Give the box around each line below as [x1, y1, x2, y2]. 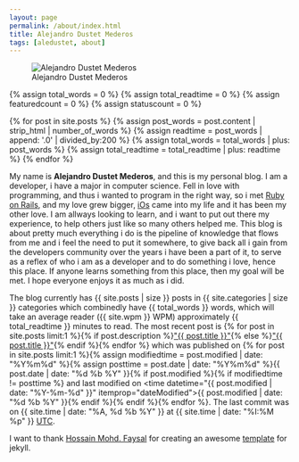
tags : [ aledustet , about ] [9, 37, 105, 47]
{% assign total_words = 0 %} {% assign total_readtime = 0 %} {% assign [9, 89, 280, 100]
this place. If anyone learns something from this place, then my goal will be [9, 266, 285, 276]
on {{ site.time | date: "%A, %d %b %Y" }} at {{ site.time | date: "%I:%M [9, 407, 274, 417]
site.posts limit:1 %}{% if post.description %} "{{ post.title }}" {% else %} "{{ [9, 331, 283, 342]
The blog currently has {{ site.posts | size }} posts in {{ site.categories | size [9, 293, 288, 303]
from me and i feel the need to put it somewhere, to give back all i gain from [9, 237, 288, 248]
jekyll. [9, 442, 31, 453]
